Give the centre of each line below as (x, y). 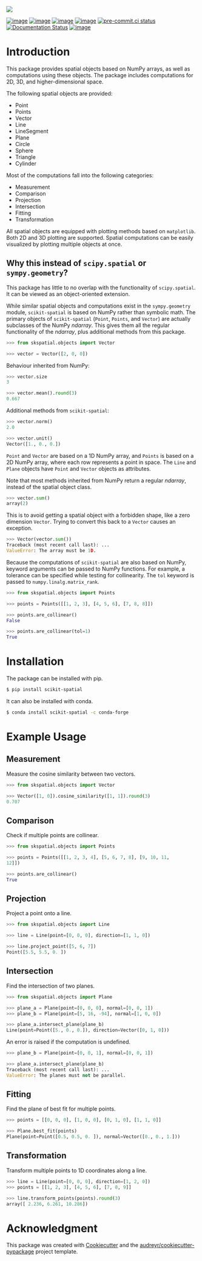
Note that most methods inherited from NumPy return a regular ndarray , (96, 480)
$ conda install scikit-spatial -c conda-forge (68, 712)
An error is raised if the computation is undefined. (69, 1042)
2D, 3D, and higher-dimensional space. (55, 82)
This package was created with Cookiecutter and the (72, 1245)
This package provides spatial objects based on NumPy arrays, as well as (98, 68)
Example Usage (46, 737)
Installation (35, 662)
